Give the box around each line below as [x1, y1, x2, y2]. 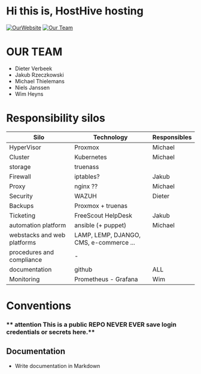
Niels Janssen [14, 84, 50, 91]
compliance [9, 255, 42, 264]
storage [9, 162, 31, 171]
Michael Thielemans [14, 77, 65, 85]
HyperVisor [9, 143, 42, 151]
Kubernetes [74, 153, 107, 161]
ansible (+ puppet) [74, 221, 127, 229]
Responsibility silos [6, 111, 106, 125]
